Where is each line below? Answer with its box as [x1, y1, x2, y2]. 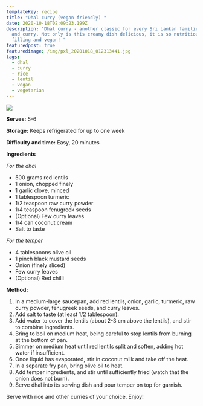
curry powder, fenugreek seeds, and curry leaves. [14, 304, 140, 311]
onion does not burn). [14, 375, 69, 382]
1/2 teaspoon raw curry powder [14, 199, 94, 207]
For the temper [6, 237, 43, 244]
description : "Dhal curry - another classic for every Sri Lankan [6, 25, 177, 32]
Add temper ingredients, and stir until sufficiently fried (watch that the [14, 368, 189, 375]
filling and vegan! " [11, 37, 66, 43]
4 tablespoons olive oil [14, 248, 71, 256]
